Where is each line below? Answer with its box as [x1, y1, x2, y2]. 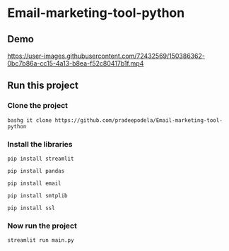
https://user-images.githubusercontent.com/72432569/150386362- [7, 51, 205, 60]
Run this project [7, 80, 79, 92]
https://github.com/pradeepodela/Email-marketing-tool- [54, 116, 223, 124]
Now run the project [7, 221, 78, 231]
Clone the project [7, 101, 69, 111]
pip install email [7, 180, 61, 187]
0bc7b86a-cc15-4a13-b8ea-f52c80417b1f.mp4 [7, 59, 144, 68]
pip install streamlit [7, 155, 74, 162]
